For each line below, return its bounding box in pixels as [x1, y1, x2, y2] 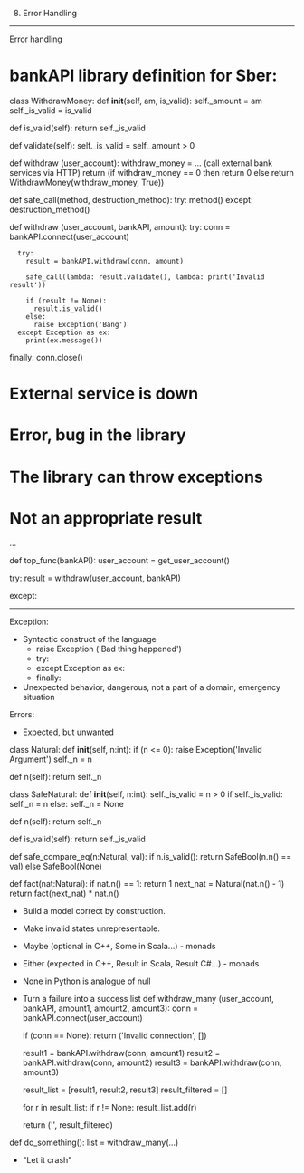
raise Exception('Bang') [33, 320, 128, 329]
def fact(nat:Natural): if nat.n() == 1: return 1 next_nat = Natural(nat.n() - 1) [9, 879, 285, 889]
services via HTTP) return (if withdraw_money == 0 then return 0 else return [9, 167, 294, 178]
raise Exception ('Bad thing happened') [35, 643, 183, 655]
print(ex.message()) [25, 335, 103, 345]
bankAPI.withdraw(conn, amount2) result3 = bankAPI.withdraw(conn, [22, 1057, 282, 1068]
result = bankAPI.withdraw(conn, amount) [25, 256, 184, 265]
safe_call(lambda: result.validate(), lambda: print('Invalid [25, 272, 265, 282]
